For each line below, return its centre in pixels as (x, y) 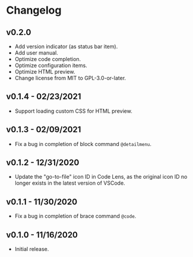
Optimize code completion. (48, 59)
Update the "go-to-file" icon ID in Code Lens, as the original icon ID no (101, 177)
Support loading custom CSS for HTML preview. (73, 111)
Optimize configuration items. (51, 65)
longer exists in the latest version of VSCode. (70, 183)
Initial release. (32, 249)
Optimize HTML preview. (45, 72)
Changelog (34, 10)
